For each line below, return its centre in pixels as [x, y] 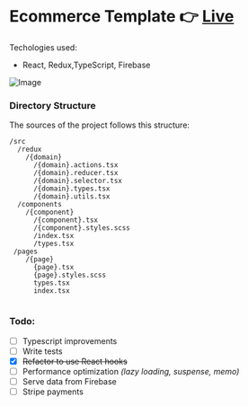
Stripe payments [53, 392]
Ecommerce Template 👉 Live [122, 17]
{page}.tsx [53, 268]
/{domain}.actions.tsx [75, 165]
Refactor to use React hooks [75, 361]
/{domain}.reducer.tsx [75, 173]
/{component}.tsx [66, 220]
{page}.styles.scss [69, 275]
